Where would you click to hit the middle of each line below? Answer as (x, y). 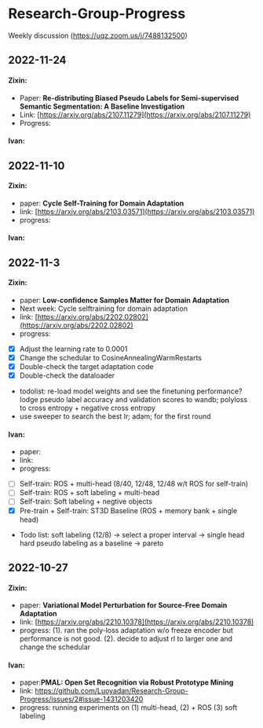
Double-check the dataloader (67, 375)
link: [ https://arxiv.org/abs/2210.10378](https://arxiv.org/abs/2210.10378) (137, 622)
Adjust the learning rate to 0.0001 (73, 349)
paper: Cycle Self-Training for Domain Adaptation (102, 203)
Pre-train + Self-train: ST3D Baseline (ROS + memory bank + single (128, 510)
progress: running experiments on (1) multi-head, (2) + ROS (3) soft (128, 708)
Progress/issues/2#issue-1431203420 (81, 699)
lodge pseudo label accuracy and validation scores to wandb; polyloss (133, 400)
